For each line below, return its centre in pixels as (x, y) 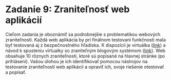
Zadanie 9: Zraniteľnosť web (68, 9)
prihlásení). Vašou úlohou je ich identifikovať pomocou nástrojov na (77, 61)
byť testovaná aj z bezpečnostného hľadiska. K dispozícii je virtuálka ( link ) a (85, 45)
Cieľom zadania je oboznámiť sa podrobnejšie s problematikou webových (83, 34)
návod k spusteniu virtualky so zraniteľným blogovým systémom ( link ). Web (85, 50)
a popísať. (16, 72)
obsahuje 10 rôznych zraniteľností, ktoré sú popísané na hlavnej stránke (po (85, 56)
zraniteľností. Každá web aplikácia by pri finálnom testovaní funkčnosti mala (85, 40)
